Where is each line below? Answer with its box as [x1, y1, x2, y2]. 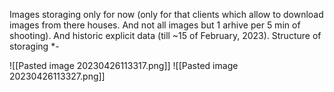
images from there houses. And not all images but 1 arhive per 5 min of [9, 19, 301, 31]
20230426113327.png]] [9, 70, 106, 82]
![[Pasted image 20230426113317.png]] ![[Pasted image [9, 60, 239, 71]
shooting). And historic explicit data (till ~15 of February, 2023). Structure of [9, 30, 322, 41]
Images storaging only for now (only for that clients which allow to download [9, 9, 324, 20]
